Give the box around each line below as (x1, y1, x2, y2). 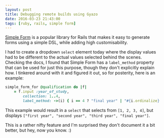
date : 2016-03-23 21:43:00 (5, 16, 61, 21)
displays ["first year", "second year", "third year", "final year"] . (5, 112, 150, 118)
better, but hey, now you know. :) (5, 127, 71, 133)
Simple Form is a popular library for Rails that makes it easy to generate (5, 34, 150, 40)
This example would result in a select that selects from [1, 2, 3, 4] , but (5, 107, 154, 113)
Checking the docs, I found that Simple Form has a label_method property (5, 59, 154, 65)
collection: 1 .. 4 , (23, 94, 61, 99)
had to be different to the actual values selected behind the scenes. (5, 55, 142, 60)
